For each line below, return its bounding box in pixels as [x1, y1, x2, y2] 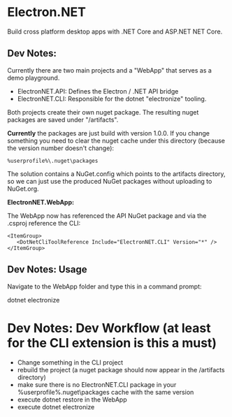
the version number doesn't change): [7, 144, 114, 152]
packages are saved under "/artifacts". [7, 115, 119, 124]
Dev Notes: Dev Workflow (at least [7, 320, 211, 336]
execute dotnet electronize [17, 402, 95, 411]
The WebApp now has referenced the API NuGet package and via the [7, 211, 207, 220]
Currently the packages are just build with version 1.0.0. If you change [7, 129, 210, 137]
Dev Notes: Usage [7, 263, 87, 276]
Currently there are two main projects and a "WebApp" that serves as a [7, 66, 212, 74]
